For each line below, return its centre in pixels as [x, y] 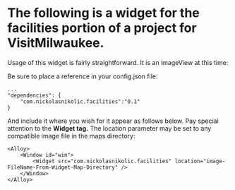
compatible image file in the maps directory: [71, 136]
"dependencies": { [34, 95]
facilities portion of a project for [102, 28]
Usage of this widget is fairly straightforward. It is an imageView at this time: [118, 62]
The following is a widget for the [103, 13]
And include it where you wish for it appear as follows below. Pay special [113, 121]
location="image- [200, 161]
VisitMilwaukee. [56, 43]
